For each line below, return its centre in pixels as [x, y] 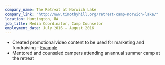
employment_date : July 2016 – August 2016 [50, 28]
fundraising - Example [35, 48]
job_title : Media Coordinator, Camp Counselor [54, 24]
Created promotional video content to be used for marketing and [78, 42]
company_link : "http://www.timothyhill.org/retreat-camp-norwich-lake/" [82, 14]
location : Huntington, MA [32, 19]
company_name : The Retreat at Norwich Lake [51, 10]
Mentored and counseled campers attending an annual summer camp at [86, 53]
